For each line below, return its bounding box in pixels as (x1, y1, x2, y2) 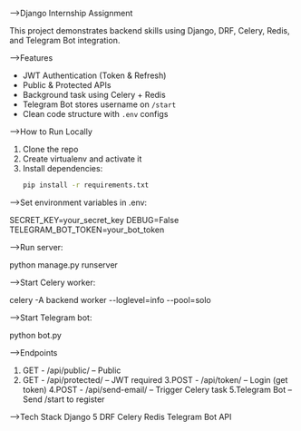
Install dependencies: (22, 163, 103, 173)
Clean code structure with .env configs (22, 109, 169, 119)
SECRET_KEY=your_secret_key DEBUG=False (9, 214, 180, 225)
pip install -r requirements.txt (22, 181, 150, 190)
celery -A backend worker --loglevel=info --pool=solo (9, 294, 211, 305)
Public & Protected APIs (22, 80, 112, 90)
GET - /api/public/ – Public (22, 365, 121, 376)
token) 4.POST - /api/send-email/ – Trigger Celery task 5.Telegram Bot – (22, 384, 293, 395)
